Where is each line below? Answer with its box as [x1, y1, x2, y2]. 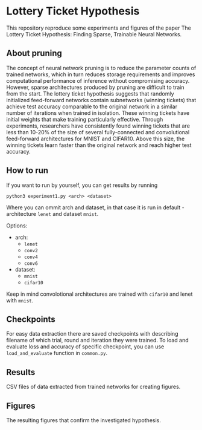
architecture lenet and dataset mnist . [6, 210, 99, 217]
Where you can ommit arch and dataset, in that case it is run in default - [6, 204, 185, 211]
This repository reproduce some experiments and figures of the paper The [6, 24, 191, 31]
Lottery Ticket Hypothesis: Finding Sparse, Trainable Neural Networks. [6, 30, 182, 37]
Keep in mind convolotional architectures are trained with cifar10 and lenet [6, 290, 193, 298]
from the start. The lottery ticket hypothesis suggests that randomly [6, 90, 174, 97]
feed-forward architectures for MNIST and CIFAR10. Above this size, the [6, 135, 185, 142]
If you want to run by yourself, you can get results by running [6, 181, 158, 189]
